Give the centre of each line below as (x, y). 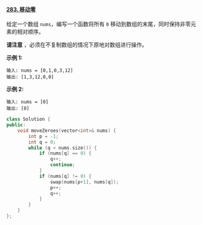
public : (16, 125)
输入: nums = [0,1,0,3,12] (40, 71)
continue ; (62, 165)
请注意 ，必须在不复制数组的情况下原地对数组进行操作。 (77, 45)
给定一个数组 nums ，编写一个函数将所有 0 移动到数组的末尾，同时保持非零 (99, 24)
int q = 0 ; (42, 142)
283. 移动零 (21, 9)
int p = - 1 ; (44, 136)
